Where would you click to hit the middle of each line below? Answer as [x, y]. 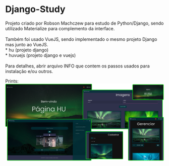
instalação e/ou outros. [29, 71]
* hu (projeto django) [27, 50]
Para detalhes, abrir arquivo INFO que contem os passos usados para [77, 66]
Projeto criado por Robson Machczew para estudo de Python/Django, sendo [84, 23]
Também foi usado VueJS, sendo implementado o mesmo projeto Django [81, 39]
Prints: [12, 81]
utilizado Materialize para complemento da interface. [60, 28]
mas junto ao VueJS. [27, 44]
